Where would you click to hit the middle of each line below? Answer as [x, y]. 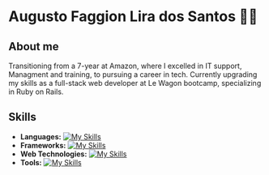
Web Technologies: [53, 154]
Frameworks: [43, 145]
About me [34, 47]
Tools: [31, 162]
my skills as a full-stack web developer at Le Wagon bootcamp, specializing [135, 83]
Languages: [41, 136]
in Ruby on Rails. [36, 92]
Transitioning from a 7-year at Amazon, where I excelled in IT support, [125, 66]
